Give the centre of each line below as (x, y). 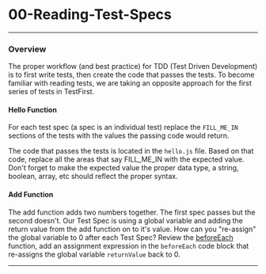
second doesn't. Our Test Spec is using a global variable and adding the (125, 220)
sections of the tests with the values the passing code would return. (119, 135)
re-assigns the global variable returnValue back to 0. (94, 254)
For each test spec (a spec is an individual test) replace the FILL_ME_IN (123, 127)
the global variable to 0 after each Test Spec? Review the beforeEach (121, 237)
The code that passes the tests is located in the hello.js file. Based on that (131, 151)
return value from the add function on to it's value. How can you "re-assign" (132, 229)
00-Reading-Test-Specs (90, 15)
